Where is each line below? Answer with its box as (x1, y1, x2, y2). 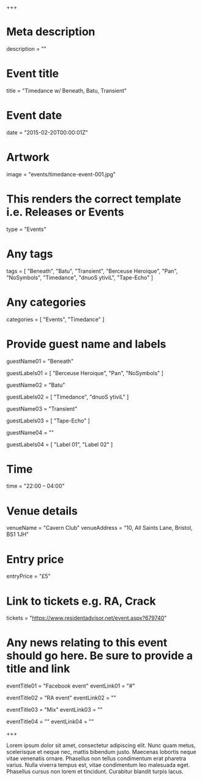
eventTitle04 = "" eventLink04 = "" (6, 718, 94, 725)
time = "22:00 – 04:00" (6, 483, 65, 490)
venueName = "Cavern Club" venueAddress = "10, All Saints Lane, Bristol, (6, 524, 193, 532)
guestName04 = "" (6, 429, 54, 436)
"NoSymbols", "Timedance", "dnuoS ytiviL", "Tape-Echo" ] (6, 274, 154, 281)
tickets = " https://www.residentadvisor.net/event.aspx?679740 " (6, 615, 167, 622)
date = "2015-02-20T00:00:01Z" (6, 128, 89, 136)
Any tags (6, 247, 53, 261)
